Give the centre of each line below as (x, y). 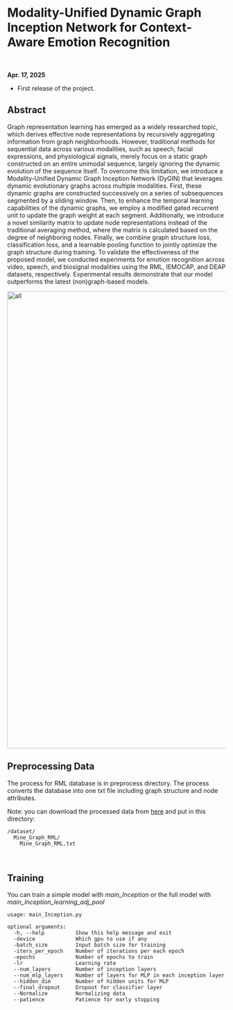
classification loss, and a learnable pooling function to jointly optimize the (112, 245)
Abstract (27, 110)
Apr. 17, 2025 (26, 75)
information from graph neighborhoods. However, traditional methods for (111, 141)
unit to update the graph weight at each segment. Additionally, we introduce (115, 215)
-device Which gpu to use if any (80, 939)
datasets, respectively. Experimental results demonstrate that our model (110, 274)
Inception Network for (72, 27)
